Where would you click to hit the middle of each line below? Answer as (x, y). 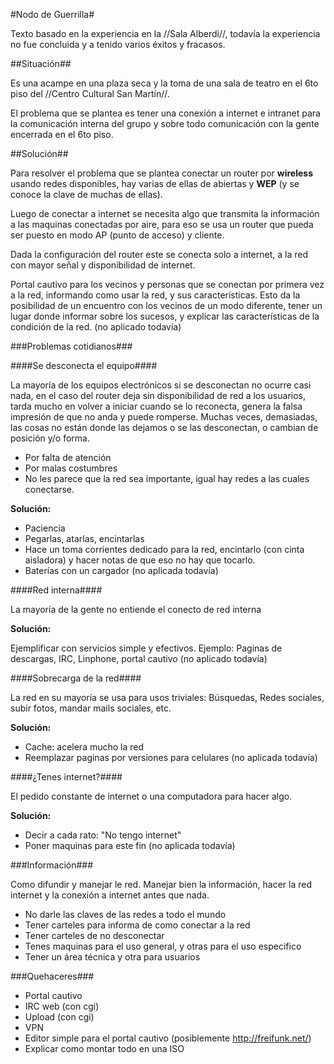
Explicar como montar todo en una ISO (104, 1048)
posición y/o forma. (50, 438)
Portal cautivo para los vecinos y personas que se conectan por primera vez (167, 284)
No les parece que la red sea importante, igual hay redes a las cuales (167, 478)
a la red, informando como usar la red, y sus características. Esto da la (155, 295)
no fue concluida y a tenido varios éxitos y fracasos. (118, 44)
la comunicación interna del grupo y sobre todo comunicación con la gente (165, 123)
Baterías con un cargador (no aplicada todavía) (121, 570)
